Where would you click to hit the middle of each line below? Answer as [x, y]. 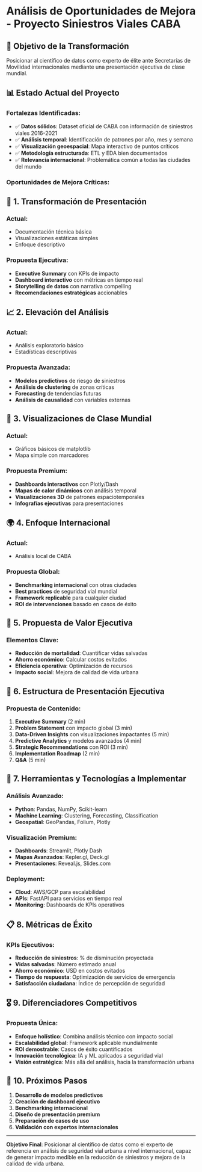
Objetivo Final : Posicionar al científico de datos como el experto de [90, 1144]
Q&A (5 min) [30, 760]
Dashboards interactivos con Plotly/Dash [66, 484]
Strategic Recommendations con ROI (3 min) [71, 747]
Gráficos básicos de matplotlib [53, 449]
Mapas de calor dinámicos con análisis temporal [76, 490]
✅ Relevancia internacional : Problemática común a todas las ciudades [103, 160]
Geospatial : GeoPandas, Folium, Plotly [63, 822]
